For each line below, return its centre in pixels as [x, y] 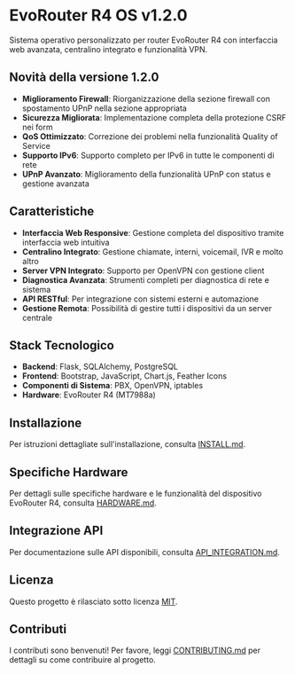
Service [36, 145]
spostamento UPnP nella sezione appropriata [105, 108]
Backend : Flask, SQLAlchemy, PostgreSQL [100, 367]
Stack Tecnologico [62, 345]
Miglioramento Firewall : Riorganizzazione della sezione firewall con [146, 98]
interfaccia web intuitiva [66, 242]
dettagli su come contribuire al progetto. [83, 660]
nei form [37, 127]
